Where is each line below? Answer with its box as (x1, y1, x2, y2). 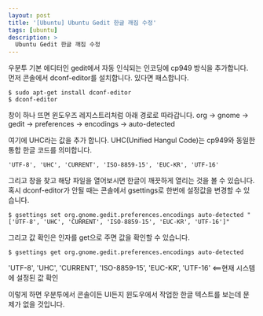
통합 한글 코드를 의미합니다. (8, 145, 93, 155)
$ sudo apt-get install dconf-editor (8, 89, 132, 97)
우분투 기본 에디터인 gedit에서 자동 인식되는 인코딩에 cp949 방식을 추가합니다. (8, 64, 249, 73)
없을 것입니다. (22, 299, 65, 309)
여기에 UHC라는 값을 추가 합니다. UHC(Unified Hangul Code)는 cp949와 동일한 (8, 135, 256, 145)
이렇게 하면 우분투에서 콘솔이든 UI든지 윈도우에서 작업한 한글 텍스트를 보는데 (8, 290, 242, 299)
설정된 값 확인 (16, 273, 59, 283)
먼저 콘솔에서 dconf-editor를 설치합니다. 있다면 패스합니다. (8, 73, 190, 83)
